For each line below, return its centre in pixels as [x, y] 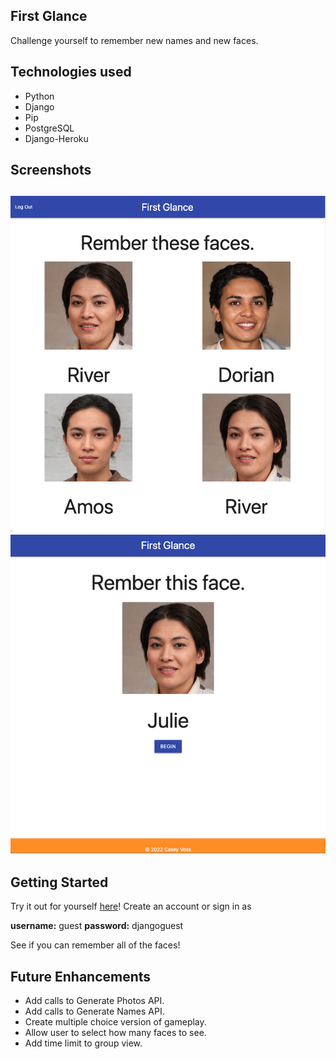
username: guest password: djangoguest [97, 926]
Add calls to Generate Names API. [94, 1011]
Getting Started [59, 882]
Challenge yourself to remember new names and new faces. [134, 40]
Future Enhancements [81, 976]
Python [39, 96]
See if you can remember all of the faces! [95, 945]
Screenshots [51, 170]
